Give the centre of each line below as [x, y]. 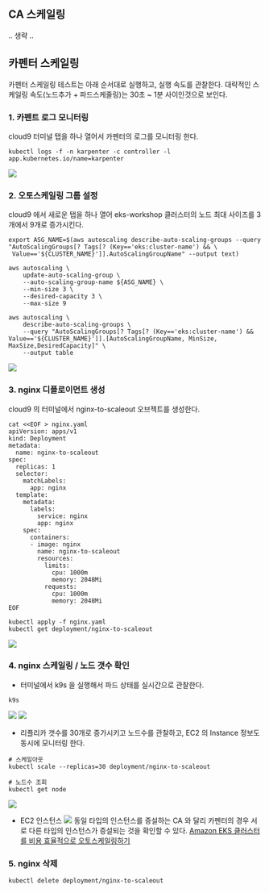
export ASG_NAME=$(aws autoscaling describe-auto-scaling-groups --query [135, 240]
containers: [50, 537]
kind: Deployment [37, 438]
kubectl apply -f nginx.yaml [57, 622]
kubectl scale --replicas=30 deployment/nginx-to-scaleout [110, 766]
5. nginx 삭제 [33, 863]
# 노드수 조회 [28, 782]
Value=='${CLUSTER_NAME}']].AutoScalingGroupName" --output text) [126, 254]
